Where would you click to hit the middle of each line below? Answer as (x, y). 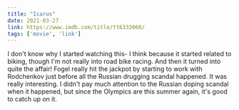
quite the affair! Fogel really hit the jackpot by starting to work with (105, 69)
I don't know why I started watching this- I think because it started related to (119, 54)
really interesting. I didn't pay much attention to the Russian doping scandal (118, 84)
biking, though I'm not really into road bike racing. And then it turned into (114, 62)
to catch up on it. (32, 99)
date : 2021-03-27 (33, 21)
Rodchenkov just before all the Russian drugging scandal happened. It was (117, 77)
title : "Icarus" (31, 14)
